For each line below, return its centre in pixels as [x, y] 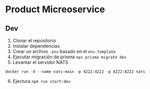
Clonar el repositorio [34, 40]
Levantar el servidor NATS [40, 62]
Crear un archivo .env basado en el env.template [64, 51]
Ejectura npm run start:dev [41, 81]
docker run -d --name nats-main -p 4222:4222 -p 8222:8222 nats [75, 72]
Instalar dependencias [36, 46]
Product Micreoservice [55, 9]
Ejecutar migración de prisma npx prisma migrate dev [70, 57]
